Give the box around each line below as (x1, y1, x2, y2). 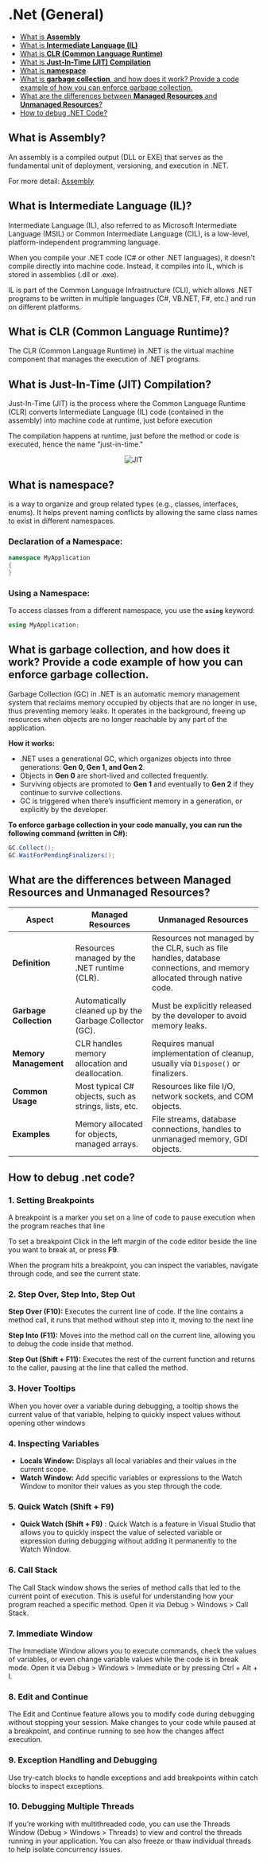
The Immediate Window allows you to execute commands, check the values (8, 1645, 257, 1655)
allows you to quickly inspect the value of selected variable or (19, 1528, 222, 1537)
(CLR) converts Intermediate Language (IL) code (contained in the (8, 408, 224, 417)
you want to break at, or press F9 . (8, 1245, 119, 1255)
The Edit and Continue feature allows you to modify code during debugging (8, 1709, 256, 1719)
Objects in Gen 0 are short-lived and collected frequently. (19, 771, 209, 780)
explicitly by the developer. (19, 804, 109, 814)
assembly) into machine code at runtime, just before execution (8, 416, 213, 425)
